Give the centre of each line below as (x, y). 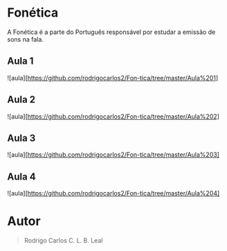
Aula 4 (21, 176)
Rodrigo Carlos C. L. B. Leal (63, 241)
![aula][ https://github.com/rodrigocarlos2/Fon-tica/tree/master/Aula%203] (113, 155)
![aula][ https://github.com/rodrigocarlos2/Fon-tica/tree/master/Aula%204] (113, 193)
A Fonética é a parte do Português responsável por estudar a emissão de (111, 32)
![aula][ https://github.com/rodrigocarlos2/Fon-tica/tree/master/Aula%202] (113, 116)
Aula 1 (20, 61)
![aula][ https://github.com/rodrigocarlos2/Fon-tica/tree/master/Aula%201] (113, 78)
